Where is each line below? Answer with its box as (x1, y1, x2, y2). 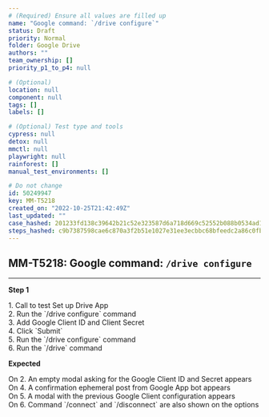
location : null (8, 86, 59, 94)
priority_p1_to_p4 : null (8, 64, 91, 72)
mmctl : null (8, 145, 48, 153)
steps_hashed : (8, 226, 56, 235)
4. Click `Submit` (8, 326, 63, 336)
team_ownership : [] (8, 57, 74, 65)
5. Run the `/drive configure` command (8, 334, 136, 345)
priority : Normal (8, 34, 66, 43)
